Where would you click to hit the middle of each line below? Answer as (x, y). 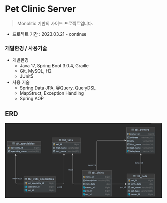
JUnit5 (27, 76)
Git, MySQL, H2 (36, 71)
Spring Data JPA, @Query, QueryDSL (58, 88)
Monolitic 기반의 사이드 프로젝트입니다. (55, 23)
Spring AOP (32, 99)
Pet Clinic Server (41, 9)
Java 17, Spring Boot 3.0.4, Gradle (54, 66)
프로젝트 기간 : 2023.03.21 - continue (49, 34)
